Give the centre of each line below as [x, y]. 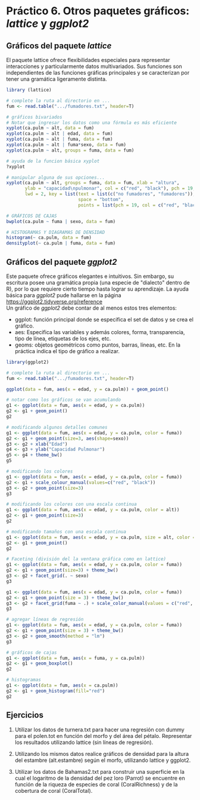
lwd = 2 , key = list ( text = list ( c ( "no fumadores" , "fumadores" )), [110, 194]
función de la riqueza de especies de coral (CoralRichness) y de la [96, 784]
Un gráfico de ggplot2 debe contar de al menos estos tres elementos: [92, 308]
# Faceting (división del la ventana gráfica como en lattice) [86, 559]
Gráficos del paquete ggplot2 [62, 262]
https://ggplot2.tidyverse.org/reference [54, 301]
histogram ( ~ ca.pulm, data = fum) [49, 238]
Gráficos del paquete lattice [59, 46]
